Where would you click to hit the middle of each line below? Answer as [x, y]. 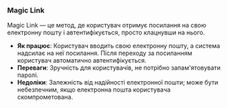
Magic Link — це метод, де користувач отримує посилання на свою [107, 25]
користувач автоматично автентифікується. [82, 61]
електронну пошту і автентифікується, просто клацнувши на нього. [106, 32]
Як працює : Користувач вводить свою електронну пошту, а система [118, 46]
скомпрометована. [45, 97]
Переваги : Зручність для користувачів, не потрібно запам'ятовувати [119, 68]
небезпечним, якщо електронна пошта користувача [94, 90]
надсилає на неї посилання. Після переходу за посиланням [105, 53]
